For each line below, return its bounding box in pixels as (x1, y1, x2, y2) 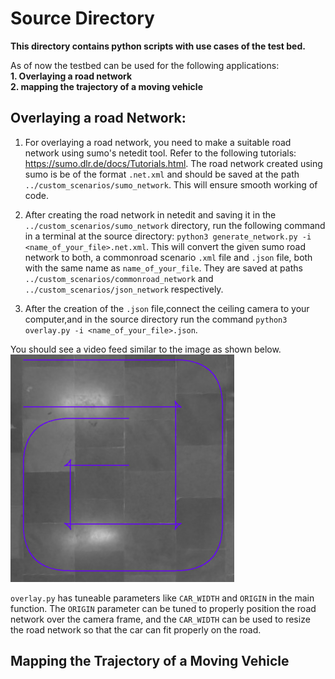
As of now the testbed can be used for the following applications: (10, 59, 280, 71)
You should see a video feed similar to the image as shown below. (10, 343, 282, 355)
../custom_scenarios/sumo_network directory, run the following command (24, 219, 326, 231)
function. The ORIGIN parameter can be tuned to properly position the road (10, 602, 317, 614)
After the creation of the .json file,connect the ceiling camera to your (24, 302, 310, 314)
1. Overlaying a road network (10, 70, 133, 82)
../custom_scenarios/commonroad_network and (24, 272, 214, 284)
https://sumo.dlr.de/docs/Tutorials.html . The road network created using (24, 157, 323, 169)
